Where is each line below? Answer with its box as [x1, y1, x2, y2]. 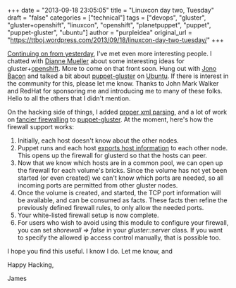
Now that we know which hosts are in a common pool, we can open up [17, 159, 223, 167]
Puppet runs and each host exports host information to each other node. [17, 144, 228, 152]
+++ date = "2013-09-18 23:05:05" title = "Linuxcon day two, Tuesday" [7, 6, 215, 14]
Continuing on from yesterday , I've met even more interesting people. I [7, 49, 213, 58]
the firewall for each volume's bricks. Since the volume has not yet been [17, 166, 228, 174]
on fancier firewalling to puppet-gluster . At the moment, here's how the [7, 115, 213, 124]
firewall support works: [7, 123, 74, 131]
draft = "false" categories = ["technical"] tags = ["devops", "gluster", [7, 13, 206, 22]
